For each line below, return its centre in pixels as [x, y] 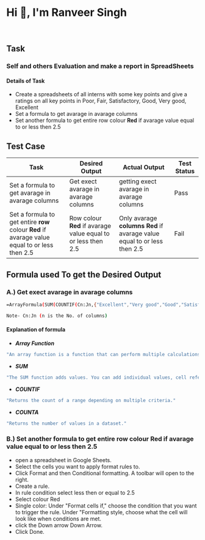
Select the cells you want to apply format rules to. [77, 466]
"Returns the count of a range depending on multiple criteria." [91, 400]
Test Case [26, 146]
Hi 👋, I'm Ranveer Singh [67, 13]
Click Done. [30, 531]
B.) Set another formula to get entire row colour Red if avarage [100, 439]
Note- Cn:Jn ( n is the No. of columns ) [57, 316]
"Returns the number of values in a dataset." [67, 423]
